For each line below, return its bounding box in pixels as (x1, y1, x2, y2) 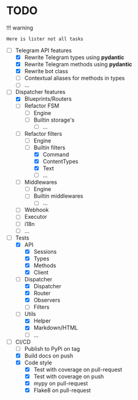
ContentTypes (42, 157, 79, 165)
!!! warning (6, 24, 34, 31)
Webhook (24, 206, 49, 214)
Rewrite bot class (24, 68, 69, 75)
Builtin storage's (33, 116, 75, 124)
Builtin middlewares (33, 192, 83, 200)
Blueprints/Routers (24, 95, 72, 103)
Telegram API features (15, 47, 72, 54)
